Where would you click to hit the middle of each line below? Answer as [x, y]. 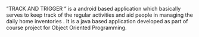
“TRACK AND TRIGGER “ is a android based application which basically [94, 9]
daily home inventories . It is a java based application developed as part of [97, 21]
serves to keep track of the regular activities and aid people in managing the [100, 15]
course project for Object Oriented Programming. [66, 27]
